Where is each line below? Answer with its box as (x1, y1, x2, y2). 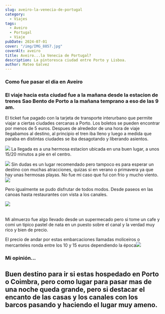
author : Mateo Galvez (5, 62, 50, 67)
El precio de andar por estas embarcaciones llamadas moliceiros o (5, 237, 140, 243)
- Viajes (9, 16, 28, 21)
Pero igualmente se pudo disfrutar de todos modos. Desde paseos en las (5, 187, 154, 192)
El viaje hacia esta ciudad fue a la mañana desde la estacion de (5, 92, 159, 98)
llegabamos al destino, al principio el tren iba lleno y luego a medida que (5, 131, 152, 137)
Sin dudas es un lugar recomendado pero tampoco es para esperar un (11, 161, 154, 167)
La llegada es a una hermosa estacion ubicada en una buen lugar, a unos (11, 146, 160, 152)
